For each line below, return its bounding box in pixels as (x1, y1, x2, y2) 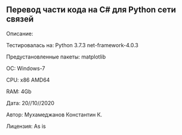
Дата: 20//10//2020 (6, 99, 55, 106)
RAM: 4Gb (6, 88, 32, 95)
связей (6, 14, 34, 24)
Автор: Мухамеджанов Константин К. (6, 111, 103, 118)
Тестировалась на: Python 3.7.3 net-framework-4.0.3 (6, 41, 138, 48)
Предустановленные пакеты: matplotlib (6, 53, 106, 60)
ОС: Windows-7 (6, 65, 45, 72)
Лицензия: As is (6, 122, 46, 130)
